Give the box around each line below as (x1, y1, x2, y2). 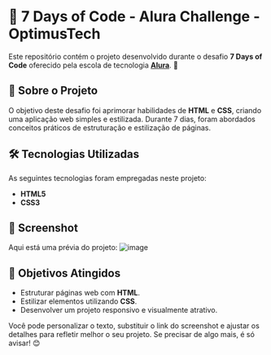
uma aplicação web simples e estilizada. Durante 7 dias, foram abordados (8, 114, 256, 124)
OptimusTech (8, 24, 101, 43)
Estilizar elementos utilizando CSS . (20, 296, 138, 306)
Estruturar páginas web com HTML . (20, 288, 141, 298)
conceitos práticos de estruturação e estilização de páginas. (8, 122, 212, 133)
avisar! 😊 (8, 338, 41, 348)
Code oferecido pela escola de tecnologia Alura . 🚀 (8, 60, 179, 70)
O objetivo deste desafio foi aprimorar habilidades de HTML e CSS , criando (8, 105, 262, 115)
